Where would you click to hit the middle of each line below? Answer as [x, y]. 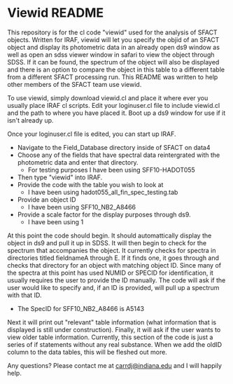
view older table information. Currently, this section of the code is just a [110, 337]
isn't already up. [30, 120]
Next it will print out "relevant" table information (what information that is [112, 322]
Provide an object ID [47, 199]
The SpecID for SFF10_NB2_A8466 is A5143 [81, 308]
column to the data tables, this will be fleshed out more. [87, 352]
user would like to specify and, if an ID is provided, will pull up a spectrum [113, 287]
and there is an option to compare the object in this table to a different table [116, 69]
